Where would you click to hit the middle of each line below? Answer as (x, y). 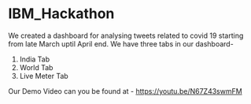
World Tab (36, 67)
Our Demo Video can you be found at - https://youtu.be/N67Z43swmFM (125, 91)
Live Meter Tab (44, 76)
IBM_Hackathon (61, 14)
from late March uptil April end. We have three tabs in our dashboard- (121, 43)
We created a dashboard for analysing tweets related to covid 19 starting (126, 35)
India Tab (35, 59)
